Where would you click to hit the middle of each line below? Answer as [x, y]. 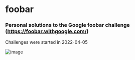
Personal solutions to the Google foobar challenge [67, 25]
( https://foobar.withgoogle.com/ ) [47, 31]
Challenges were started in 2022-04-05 [46, 42]
